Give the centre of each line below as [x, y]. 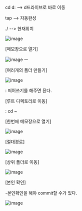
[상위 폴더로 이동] [22, 162]
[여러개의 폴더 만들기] [26, 70]
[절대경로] [15, 142]
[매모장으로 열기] [22, 49]
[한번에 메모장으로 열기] [28, 121]
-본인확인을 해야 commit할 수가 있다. [41, 193]
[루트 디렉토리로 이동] [26, 101]
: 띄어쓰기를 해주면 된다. [28, 90]
